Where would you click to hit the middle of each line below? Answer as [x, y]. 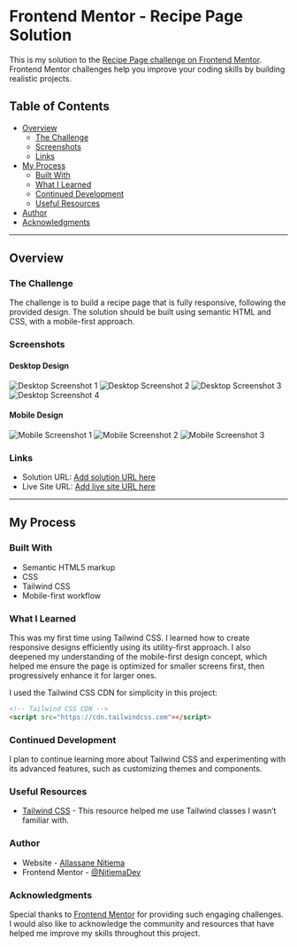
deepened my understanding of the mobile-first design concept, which [138, 657]
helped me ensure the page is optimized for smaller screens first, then [137, 666]
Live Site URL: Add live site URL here [89, 487]
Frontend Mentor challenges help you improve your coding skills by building [147, 69]
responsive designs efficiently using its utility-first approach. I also [130, 647]
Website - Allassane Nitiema [73, 863]
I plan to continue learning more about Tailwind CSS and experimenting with [147, 759]
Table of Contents [60, 107]
